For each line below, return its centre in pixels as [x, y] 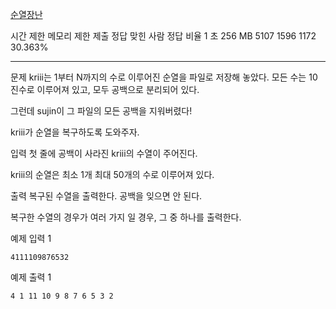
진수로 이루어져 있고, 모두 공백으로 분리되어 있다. [105, 89]
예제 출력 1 [31, 277]
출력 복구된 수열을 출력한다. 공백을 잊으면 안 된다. [106, 196]
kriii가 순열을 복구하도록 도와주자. [75, 132]
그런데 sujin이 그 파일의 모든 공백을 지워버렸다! [101, 111]
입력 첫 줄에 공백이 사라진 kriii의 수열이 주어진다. [104, 153]
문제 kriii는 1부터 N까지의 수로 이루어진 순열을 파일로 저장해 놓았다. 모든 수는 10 [164, 77]
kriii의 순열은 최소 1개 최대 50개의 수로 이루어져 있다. [112, 174]
